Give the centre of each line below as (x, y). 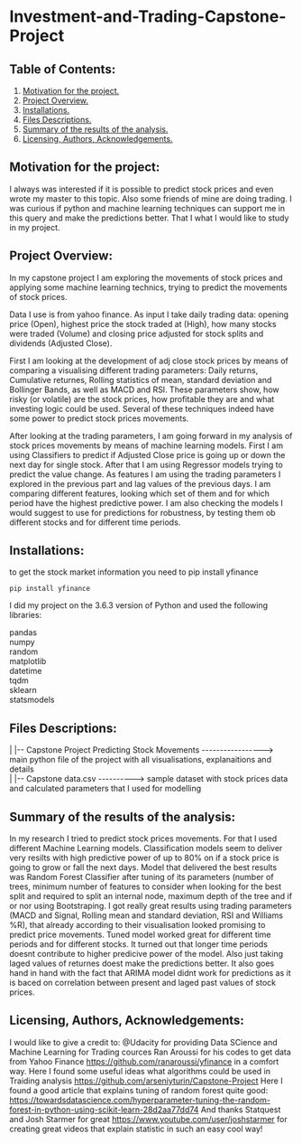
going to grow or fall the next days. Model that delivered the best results (143, 867)
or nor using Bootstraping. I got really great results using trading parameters (151, 906)
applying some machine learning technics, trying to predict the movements (149, 287)
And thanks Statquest (241, 1110)
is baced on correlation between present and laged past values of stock (143, 983)
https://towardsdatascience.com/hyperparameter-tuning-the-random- (140, 1100)
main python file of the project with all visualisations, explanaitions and (141, 760)
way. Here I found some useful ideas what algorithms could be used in (140, 1071)
